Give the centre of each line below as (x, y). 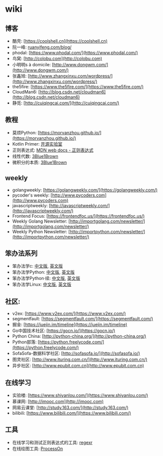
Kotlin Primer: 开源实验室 (37, 144)
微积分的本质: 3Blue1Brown (40, 162)
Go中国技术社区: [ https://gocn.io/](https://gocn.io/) (64, 331)
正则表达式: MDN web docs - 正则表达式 (53, 150)
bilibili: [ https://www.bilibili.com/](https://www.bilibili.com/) (71, 413)
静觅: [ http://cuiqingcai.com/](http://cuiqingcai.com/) (66, 103)
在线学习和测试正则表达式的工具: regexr (52, 442)
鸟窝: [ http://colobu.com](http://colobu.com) (57, 58)
